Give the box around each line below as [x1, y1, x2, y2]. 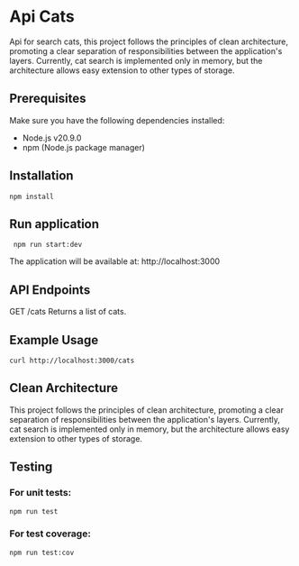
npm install [9, 192, 54, 201]
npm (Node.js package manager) [22, 141, 146, 152]
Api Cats [9, 6, 75, 27]
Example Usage [9, 332, 99, 348]
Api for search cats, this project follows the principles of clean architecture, [9, 36, 289, 47]
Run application [9, 216, 100, 232]
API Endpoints [9, 282, 91, 297]
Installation [9, 169, 74, 184]
